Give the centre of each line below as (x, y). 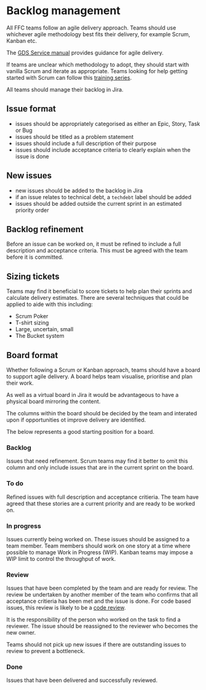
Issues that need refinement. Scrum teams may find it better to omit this (97, 461)
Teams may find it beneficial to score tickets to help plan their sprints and (99, 291)
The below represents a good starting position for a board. (81, 432)
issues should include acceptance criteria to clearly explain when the (103, 150)
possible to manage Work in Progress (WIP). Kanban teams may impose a (100, 552)
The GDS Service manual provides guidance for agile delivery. (85, 52)
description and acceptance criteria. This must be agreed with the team (97, 251)
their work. (20, 383)
